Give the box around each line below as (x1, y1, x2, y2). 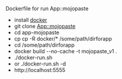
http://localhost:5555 (14, 67, 66, 73)
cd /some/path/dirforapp (14, 41, 75, 48)
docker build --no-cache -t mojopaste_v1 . (14, 48, 117, 55)
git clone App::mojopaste (14, 23, 76, 29)
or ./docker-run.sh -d (14, 60, 66, 67)
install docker (14, 17, 47, 23)
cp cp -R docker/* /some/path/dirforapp (14, 35, 113, 42)
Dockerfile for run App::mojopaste (5, 5, 89, 12)
